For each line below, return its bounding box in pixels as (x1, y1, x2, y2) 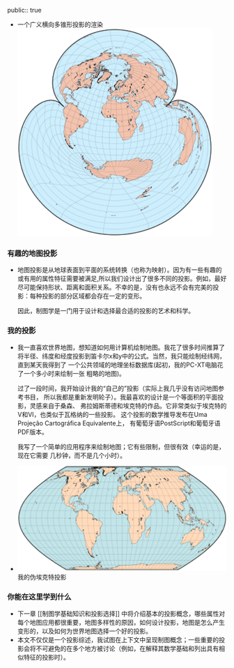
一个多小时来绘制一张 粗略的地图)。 (23, 369, 125, 377)
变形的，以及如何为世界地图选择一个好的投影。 (17, 627, 152, 635)
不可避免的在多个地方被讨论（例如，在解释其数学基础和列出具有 (36, 644, 219, 653)
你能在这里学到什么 (7, 592, 72, 602)
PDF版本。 (17, 427, 49, 436)
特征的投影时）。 (23, 653, 70, 661)
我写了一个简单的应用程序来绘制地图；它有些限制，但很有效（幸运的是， (17, 442, 225, 450)
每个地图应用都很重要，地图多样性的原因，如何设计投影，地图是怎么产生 (17, 618, 225, 626)
